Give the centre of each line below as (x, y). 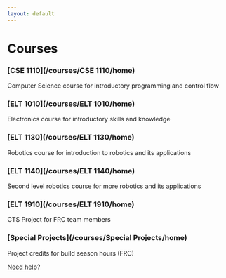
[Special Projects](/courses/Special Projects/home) (97, 238)
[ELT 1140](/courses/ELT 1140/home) (71, 171)
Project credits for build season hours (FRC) (71, 253)
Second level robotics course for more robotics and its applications (104, 186)
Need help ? (24, 267)
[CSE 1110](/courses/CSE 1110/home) (71, 70)
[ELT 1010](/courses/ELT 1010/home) (71, 104)
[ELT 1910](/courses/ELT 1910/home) (71, 204)
